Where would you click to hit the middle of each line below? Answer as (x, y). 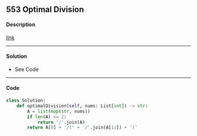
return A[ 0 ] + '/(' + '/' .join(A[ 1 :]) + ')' (82, 128)
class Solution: (26, 100)
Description (21, 24)
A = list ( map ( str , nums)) (59, 111)
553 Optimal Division (45, 10)
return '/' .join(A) (61, 122)
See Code (27, 69)
